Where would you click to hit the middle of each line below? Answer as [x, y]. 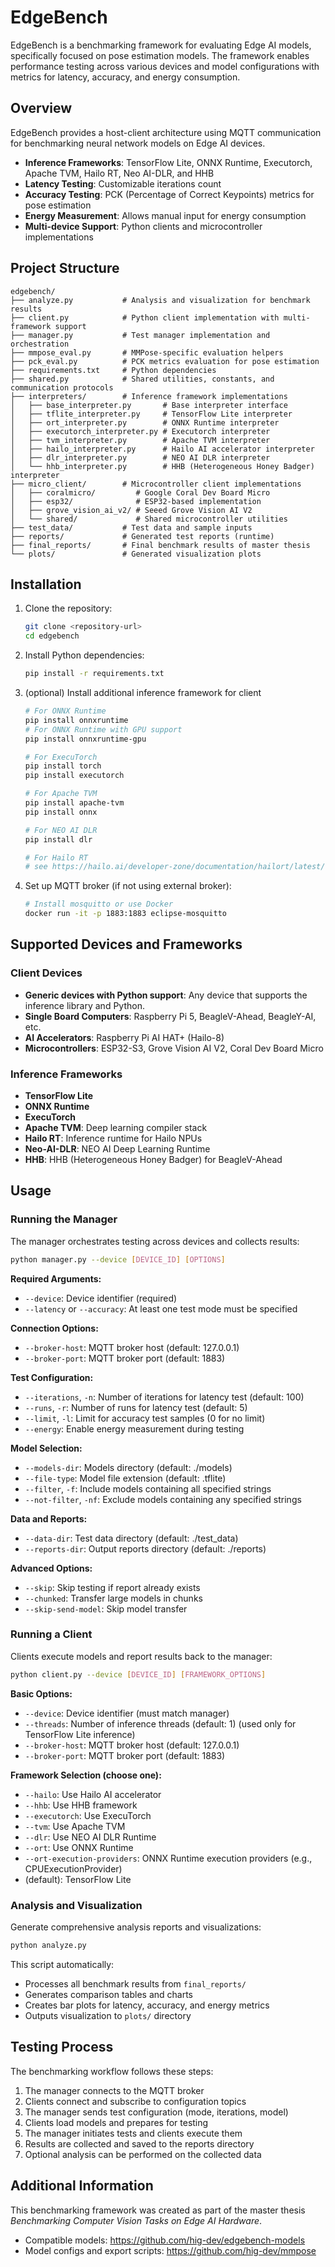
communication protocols [62, 387]
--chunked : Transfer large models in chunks [113, 1598]
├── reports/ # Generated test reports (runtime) [142, 536]
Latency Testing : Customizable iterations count [123, 183]
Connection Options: [54, 1328]
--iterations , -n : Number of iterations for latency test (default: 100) [164, 1397]
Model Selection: [46, 1448]
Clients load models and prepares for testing [116, 2122]
